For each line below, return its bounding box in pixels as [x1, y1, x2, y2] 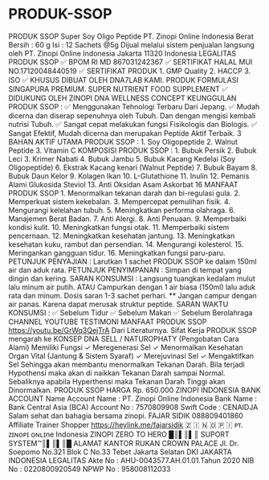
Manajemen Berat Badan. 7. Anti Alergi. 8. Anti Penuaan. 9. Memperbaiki [8, 214, 247, 224]
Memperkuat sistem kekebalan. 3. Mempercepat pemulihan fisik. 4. [8, 196, 231, 206]
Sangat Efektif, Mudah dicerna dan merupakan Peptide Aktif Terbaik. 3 [8, 128, 243, 137]
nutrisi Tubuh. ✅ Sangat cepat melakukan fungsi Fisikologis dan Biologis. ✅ [8, 119, 258, 129]
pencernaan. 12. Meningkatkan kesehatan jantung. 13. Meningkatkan [8, 231, 235, 240]
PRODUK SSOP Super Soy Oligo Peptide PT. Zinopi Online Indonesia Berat [8, 31, 255, 41]
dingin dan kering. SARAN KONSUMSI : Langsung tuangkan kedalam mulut [8, 273, 255, 283]
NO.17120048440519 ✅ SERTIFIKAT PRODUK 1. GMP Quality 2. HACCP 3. [8, 66, 251, 76]
